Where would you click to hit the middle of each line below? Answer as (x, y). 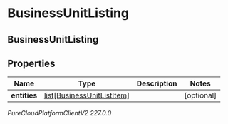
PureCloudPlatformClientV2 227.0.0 (59, 113)
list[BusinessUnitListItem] (87, 95)
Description (157, 83)
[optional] (201, 95)
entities (24, 95)
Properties (31, 63)
